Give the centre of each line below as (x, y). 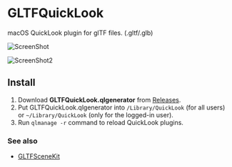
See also (22, 141)
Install (21, 83)
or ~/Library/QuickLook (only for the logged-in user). (95, 114)
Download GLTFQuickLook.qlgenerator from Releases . (99, 99)
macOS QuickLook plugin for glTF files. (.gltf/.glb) (80, 33)
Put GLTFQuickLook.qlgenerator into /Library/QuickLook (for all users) (121, 107)
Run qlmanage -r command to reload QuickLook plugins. (101, 122)
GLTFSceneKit (39, 156)
